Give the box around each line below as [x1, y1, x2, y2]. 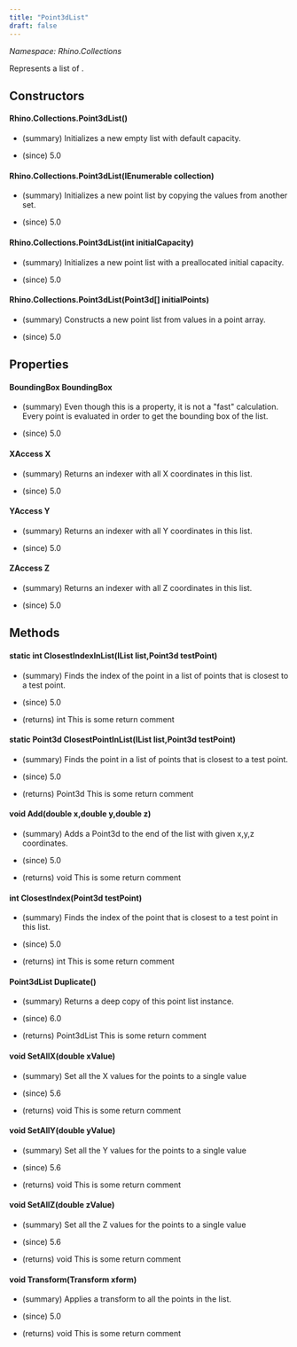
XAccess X [9, 448, 51, 459]
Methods [9, 626, 60, 641]
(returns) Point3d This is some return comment [21, 788, 194, 799]
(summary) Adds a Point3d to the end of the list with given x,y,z [21, 828, 255, 839]
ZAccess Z [9, 563, 51, 573]
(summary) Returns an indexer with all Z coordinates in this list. [21, 582, 253, 593]
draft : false [9, 21, 58, 30]
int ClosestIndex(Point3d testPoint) [9, 893, 143, 903]
